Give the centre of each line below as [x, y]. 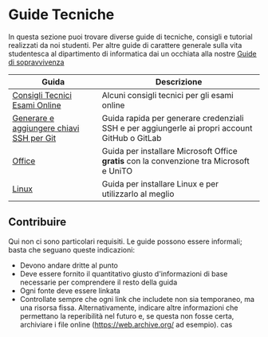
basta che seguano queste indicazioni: [72, 249]
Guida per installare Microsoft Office [169, 151]
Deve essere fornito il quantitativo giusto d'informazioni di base [124, 273]
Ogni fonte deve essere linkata [70, 290]
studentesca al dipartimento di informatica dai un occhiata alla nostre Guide [132, 53]
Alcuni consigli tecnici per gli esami [167, 95]
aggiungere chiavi [46, 127]
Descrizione [179, 81]
